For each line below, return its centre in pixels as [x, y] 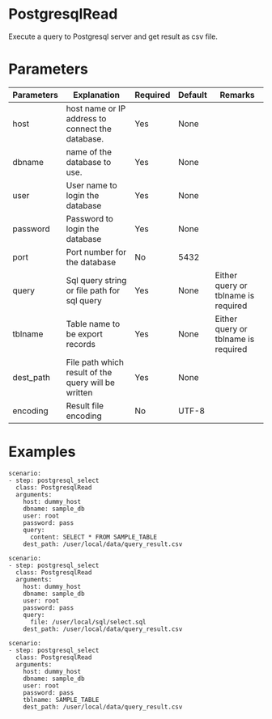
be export [84, 334]
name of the [89, 152]
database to [89, 162]
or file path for [93, 290]
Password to [89, 218]
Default [193, 95]
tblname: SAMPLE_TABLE [61, 700]
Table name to [93, 324]
